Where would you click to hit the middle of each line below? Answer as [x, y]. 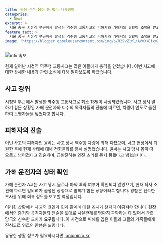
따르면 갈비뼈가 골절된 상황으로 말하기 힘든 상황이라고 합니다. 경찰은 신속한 [84, 191]
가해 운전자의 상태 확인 [37, 172]
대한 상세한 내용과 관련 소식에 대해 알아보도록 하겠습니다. [59, 72]
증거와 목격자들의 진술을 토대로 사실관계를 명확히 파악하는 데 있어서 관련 [86, 213]
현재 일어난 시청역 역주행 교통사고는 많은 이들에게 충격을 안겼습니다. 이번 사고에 [80, 66]
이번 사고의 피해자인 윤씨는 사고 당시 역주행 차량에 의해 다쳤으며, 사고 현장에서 [79, 143]
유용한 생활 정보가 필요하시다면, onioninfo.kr [47, 236]
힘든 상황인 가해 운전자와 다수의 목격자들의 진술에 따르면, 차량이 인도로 [81, 107]
